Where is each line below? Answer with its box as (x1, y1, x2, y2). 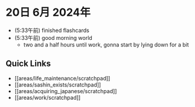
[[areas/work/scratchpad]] (14, 94, 81, 101)
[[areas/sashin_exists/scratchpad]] (14, 81, 101, 88)
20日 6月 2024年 (5, 5, 91, 19)
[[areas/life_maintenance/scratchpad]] (14, 74, 110, 82)
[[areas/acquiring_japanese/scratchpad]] (14, 87, 117, 94)
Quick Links (5, 59, 51, 69)
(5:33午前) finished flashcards (14, 27, 90, 34)
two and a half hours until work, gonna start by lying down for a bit (23, 41, 190, 48)
